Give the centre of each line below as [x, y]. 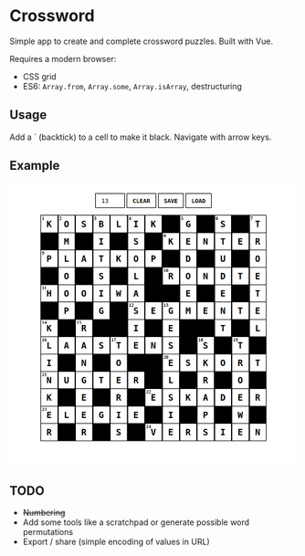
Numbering [44, 513]
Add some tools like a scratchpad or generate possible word [136, 522]
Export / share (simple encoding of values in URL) [116, 542]
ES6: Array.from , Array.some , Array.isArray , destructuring [132, 86]
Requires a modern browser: [63, 58]
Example [35, 166]
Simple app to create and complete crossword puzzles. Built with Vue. [142, 41]
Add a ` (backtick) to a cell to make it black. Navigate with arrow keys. [141, 137]
